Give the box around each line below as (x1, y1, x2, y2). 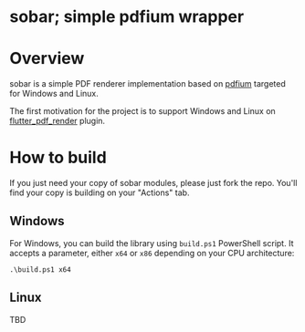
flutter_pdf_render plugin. (9, 116, 106, 127)
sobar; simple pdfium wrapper (9, 6, 245, 27)
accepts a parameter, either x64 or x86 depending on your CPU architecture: (9, 247, 295, 258)
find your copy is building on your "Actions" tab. (9, 187, 190, 198)
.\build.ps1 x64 (9, 265, 71, 275)
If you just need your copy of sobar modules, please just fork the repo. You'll (9, 178, 298, 189)
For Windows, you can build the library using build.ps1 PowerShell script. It (9, 237, 294, 248)
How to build (9, 148, 107, 168)
